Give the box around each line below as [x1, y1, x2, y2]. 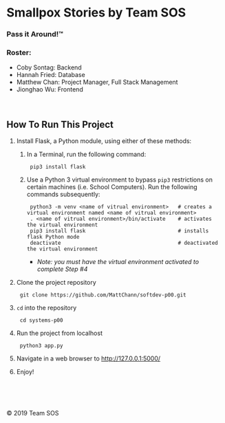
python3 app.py [19, 343, 63, 349]
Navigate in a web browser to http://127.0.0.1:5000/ [16, 354, 161, 362]
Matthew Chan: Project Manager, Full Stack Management [16, 78, 178, 87]
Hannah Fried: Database [16, 71, 85, 79]
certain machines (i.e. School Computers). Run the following [26, 183, 197, 191]
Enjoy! [16, 368, 34, 376]
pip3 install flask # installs [30, 228, 209, 235]
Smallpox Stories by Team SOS [6, 5, 186, 21]
